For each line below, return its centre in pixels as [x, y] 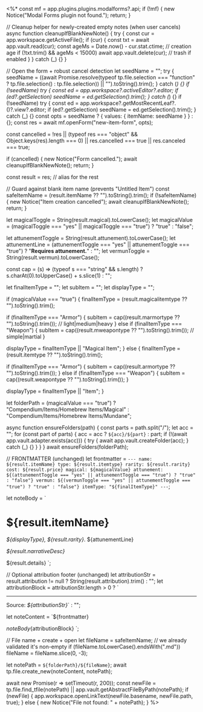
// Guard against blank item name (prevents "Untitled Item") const [88, 189]
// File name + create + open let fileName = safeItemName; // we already [97, 640]
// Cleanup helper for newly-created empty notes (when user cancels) [93, 27]
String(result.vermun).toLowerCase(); [53, 257]
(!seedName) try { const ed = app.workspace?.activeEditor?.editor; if [92, 90]
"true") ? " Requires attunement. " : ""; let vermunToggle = [78, 251]
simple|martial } [26, 337]
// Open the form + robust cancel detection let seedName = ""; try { [90, 71]
